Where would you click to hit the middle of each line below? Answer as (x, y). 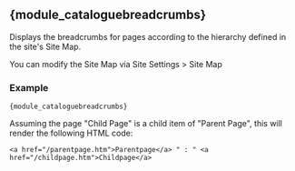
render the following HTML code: (71, 133)
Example (29, 87)
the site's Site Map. (45, 46)
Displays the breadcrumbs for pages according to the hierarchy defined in (148, 36)
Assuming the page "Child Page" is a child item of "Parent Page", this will (146, 124)
